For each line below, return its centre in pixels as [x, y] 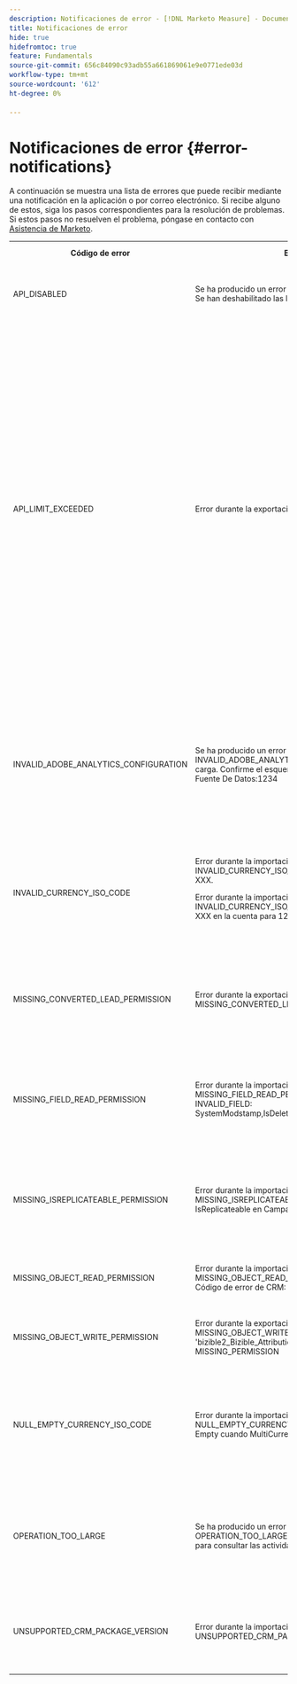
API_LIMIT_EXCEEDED [53, 509]
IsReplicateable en [228, 1209]
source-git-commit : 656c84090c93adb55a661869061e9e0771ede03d [126, 66]
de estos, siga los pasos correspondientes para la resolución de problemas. [147, 210]
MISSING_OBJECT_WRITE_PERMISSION [86, 1337]
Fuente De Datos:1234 [236, 778]
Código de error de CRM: [240, 1287]
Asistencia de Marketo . [51, 229]
